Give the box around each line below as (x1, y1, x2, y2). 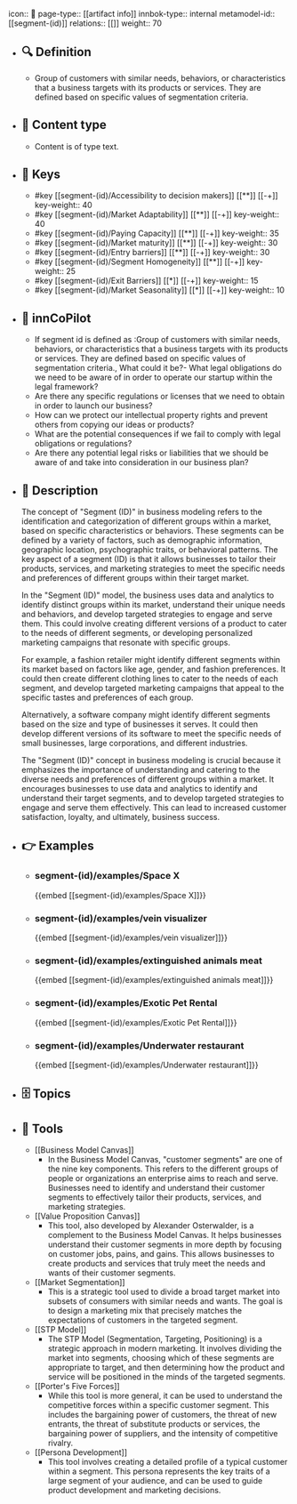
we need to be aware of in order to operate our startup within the (34, 372, 273, 382)
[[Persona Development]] (34, 1447, 128, 1458)
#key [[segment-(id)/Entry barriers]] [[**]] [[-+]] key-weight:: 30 (34, 247, 270, 258)
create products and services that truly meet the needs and (47, 1259, 266, 1269)
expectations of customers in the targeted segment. (47, 1315, 238, 1325)
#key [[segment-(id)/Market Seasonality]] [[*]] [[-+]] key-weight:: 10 (34, 285, 285, 295)
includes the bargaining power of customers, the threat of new (47, 1410, 277, 1420)
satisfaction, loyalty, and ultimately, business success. (20, 812, 221, 823)
